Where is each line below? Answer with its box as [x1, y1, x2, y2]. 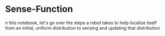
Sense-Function [5, 3, 73, 15]
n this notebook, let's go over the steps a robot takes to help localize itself [5, 20, 157, 26]
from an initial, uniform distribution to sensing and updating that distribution [5, 25, 161, 31]
